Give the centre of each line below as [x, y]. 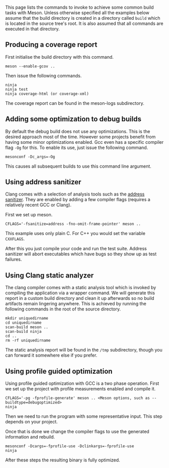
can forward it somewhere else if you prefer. [51, 355]
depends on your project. [32, 422]
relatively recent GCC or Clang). [38, 205]
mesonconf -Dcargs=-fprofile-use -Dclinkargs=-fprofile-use [70, 446]
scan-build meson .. [27, 327]
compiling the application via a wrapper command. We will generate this [80, 293]
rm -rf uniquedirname [28, 341]
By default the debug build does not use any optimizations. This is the [78, 131]
